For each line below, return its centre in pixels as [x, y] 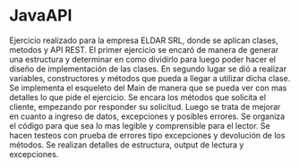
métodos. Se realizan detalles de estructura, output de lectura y [127, 145]
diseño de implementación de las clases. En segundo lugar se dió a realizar [148, 69]
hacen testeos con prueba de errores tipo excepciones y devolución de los [147, 135]
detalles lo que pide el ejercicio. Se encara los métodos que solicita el [138, 97]
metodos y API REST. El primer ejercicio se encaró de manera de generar [144, 49]
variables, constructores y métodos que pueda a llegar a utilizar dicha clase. [150, 78]
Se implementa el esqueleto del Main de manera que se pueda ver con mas [148, 88]
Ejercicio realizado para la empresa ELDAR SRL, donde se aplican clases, [144, 40]
